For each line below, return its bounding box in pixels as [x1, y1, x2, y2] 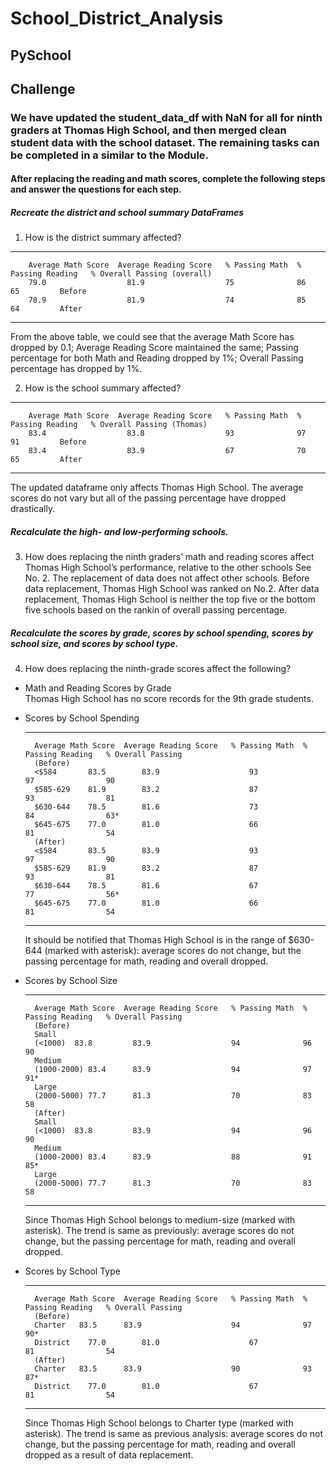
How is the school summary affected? [24, 382, 182, 394]
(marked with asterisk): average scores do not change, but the [44, 945, 302, 957]
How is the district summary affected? [24, 232, 182, 244]
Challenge [10, 80, 76, 97]
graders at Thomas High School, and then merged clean [10, 123, 287, 137]
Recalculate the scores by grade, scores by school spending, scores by [10, 627, 313, 639]
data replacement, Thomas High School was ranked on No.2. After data [24, 583, 320, 595]
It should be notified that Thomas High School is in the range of [24, 934, 287, 946]
